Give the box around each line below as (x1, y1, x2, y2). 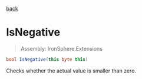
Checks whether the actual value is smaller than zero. (6, 67, 137, 74)
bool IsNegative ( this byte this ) (6, 56, 88, 62)
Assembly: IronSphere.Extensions (20, 45, 103, 52)
